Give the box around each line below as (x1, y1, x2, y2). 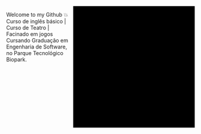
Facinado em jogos (6, 31, 53, 38)
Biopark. (6, 56, 27, 63)
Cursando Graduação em (6, 37, 69, 44)
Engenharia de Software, (6, 43, 68, 50)
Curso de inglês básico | (6, 18, 66, 25)
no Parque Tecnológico (6, 50, 64, 56)
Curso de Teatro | (6, 24, 50, 31)
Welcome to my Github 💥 (6, 11, 69, 18)
